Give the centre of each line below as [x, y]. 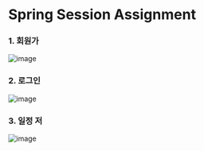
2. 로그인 [25, 81]
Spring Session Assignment [102, 15]
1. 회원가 [24, 41]
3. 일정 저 [25, 121]
